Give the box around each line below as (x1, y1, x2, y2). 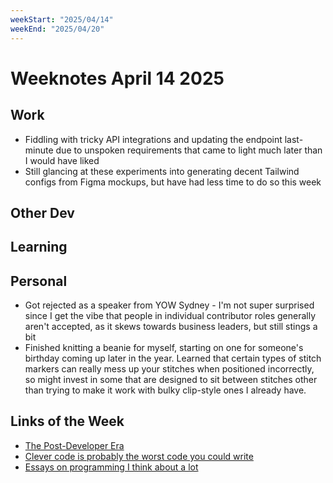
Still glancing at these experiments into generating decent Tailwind (24, 165, 300, 177)
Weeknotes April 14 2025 (10, 67, 225, 90)
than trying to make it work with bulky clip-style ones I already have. (24, 384, 307, 396)
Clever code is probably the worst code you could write (24, 450, 254, 462)
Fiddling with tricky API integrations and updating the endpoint (24, 133, 283, 145)
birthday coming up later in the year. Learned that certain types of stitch (24, 352, 322, 365)
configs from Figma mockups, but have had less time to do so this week (24, 176, 322, 188)
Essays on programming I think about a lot (24, 461, 199, 473)
